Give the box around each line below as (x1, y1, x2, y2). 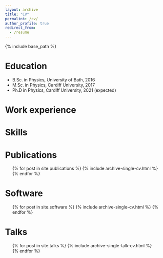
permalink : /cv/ (5, 16, 38, 21)
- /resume (9, 30, 29, 35)
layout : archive (5, 7, 38, 12)
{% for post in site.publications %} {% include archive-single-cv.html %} (12, 165, 158, 172)
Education (5, 61, 47, 72)
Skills (5, 127, 28, 138)
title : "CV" (5, 12, 29, 17)
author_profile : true (5, 21, 49, 26)
